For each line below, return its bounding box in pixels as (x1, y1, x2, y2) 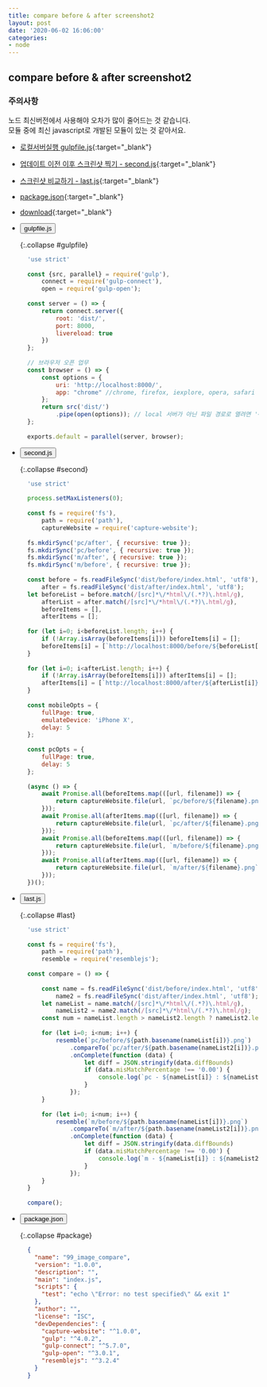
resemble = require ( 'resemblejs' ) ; (41, 955, 160, 964)
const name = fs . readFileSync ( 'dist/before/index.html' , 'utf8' (41, 984, 259, 993)
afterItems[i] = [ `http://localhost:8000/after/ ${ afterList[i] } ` (41, 679, 262, 687)
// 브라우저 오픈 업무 (27, 359, 89, 367)
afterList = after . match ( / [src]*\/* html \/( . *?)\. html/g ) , (41, 597, 238, 606)
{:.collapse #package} (19, 1231, 93, 1240)
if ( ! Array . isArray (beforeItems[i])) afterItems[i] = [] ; (41, 672, 238, 680)
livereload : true (55, 329, 113, 338)
